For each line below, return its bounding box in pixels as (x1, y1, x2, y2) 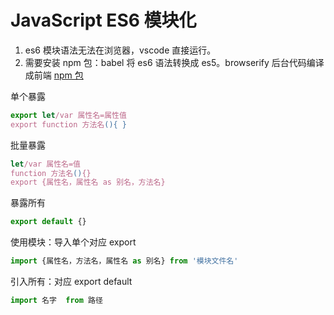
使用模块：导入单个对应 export (10, 236, 137, 248)
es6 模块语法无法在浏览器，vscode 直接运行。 (24, 44, 217, 56)
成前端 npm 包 (24, 69, 84, 81)
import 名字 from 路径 (10, 296, 103, 306)
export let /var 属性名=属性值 (10, 110, 127, 120)
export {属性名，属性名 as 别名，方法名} (10, 177, 166, 188)
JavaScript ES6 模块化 (10, 9, 197, 32)
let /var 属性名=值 (10, 159, 81, 169)
